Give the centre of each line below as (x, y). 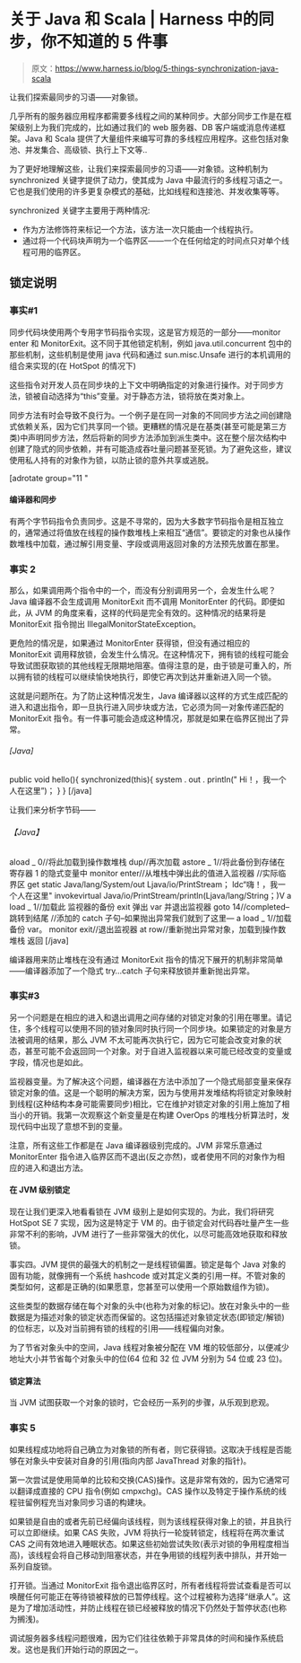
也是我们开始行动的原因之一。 (88, 1649)
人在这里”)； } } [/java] (51, 791)
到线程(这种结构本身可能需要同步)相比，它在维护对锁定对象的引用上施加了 (146, 1104)
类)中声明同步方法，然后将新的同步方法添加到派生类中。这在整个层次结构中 (148, 437)
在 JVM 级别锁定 (40, 1190)
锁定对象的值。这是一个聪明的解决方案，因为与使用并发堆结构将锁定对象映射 (150, 1092)
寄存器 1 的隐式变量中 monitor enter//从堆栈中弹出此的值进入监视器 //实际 (144, 873)
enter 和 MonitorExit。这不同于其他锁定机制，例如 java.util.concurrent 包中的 (151, 343)
